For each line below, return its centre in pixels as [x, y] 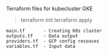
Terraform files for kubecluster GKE [50, 9]
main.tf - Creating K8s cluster [54, 31]
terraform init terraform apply [56, 20]
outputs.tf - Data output [42, 36]
